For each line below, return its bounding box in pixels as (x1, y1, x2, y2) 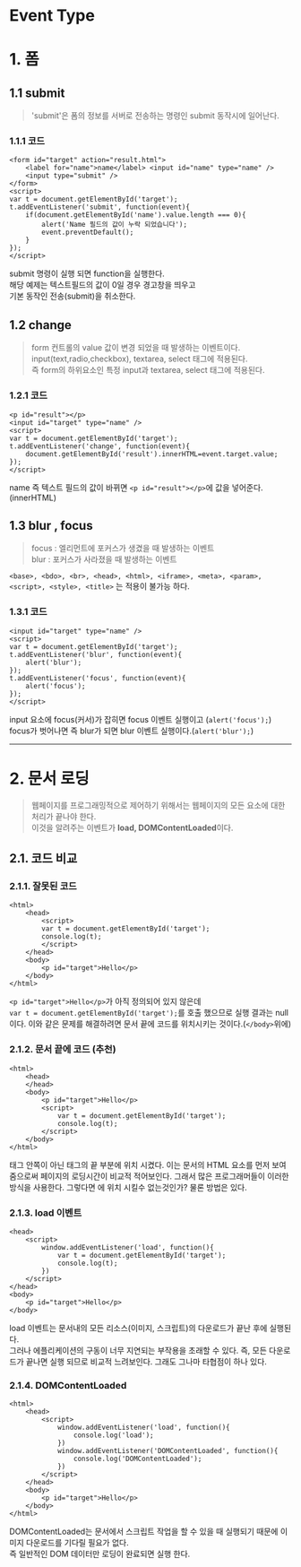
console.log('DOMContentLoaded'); (73, 1454, 202, 1464)
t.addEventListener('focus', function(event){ (9, 673, 186, 682)
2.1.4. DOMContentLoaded (9, 1379, 127, 1391)
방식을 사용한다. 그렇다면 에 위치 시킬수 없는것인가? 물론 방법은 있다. (9, 1182, 248, 1192)
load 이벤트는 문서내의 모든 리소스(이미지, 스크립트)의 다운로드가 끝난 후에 (9, 1322, 268, 1333)
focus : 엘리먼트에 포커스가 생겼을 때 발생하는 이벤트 (30, 543, 215, 554)
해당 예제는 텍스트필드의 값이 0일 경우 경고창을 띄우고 (9, 280, 196, 290)
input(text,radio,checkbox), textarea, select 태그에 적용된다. (30, 353, 248, 364)
